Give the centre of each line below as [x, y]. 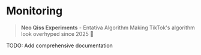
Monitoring [34, 11]
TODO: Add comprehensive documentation [59, 45]
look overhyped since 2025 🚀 [57, 33]
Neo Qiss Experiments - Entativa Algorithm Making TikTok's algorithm [108, 27]
